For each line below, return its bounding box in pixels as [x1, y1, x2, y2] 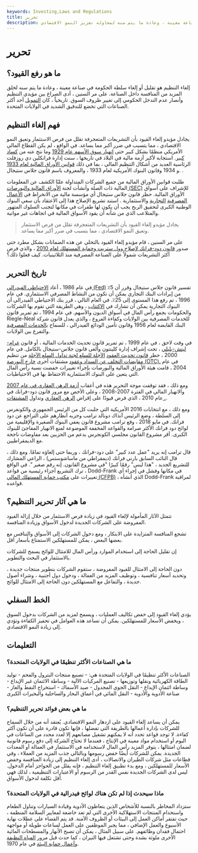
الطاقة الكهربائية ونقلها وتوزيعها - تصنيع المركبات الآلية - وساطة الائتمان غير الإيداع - [6, 677, 188, 685]
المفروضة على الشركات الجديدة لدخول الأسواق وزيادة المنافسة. [6, 518, 146, 525]
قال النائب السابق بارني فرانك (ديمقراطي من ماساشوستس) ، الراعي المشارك [6, 455, 178, 461]
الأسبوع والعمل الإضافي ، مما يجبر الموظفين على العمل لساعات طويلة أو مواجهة [6, 821, 182, 828]
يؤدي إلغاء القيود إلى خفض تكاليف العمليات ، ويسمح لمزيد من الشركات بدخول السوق [6, 610, 192, 617]
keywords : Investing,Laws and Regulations [6, 8, 112, 15]
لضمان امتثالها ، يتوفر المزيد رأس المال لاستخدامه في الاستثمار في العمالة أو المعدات [6, 743, 192, 750]
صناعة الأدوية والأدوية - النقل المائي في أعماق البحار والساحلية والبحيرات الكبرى [6, 690, 180, 697]
